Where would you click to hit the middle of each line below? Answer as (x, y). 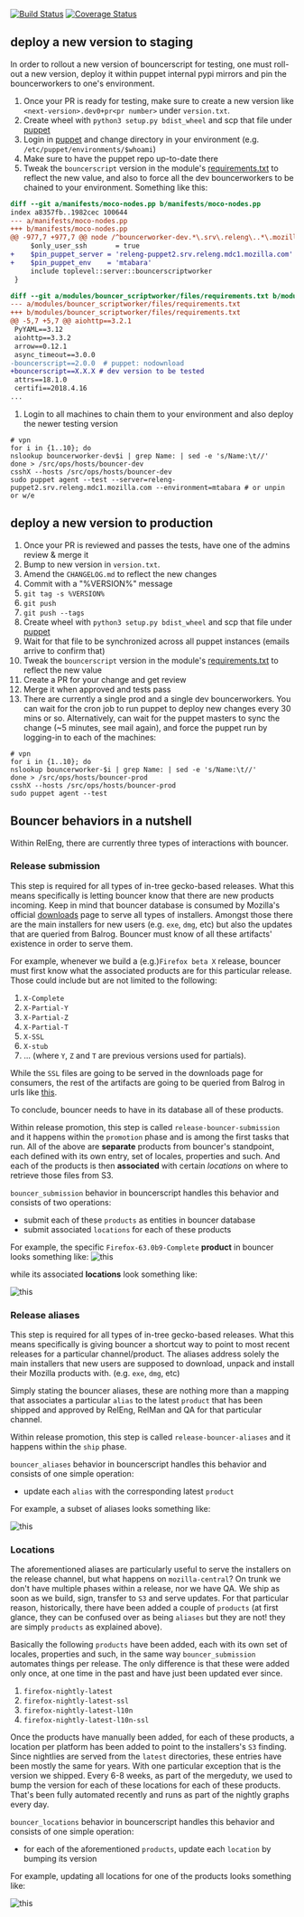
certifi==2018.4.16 (51, 389)
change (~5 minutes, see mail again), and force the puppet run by (145, 727)
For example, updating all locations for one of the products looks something (151, 1876)
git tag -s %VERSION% (64, 594)
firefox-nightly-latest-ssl (76, 1701)
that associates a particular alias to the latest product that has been (137, 1401)
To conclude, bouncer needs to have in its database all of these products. (147, 1110)
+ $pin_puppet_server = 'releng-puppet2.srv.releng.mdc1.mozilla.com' (152, 255)
